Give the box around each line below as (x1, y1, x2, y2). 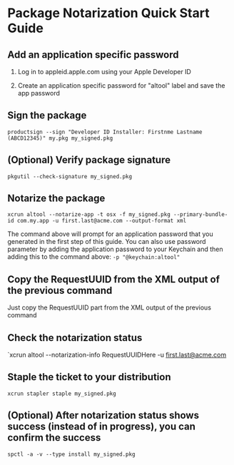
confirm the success (7, 431, 101, 444)
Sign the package (7, 109, 87, 122)
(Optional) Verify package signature (7, 154, 171, 166)
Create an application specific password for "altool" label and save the (17, 81, 225, 90)
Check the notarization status (7, 332, 143, 344)
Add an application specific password (7, 48, 179, 61)
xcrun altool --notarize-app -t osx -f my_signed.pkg (7, 211, 171, 218)
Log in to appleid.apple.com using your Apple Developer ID (17, 68, 191, 76)
